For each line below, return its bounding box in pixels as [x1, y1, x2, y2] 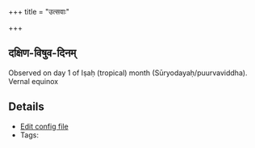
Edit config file [19, 121, 69, 131]
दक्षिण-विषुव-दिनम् [8, 46, 77, 60]
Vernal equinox [8, 76, 59, 86]
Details [8, 100, 44, 114]
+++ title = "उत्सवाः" [8, 7, 70, 16]
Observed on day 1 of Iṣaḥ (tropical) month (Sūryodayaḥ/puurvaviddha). [8, 68, 248, 78]
